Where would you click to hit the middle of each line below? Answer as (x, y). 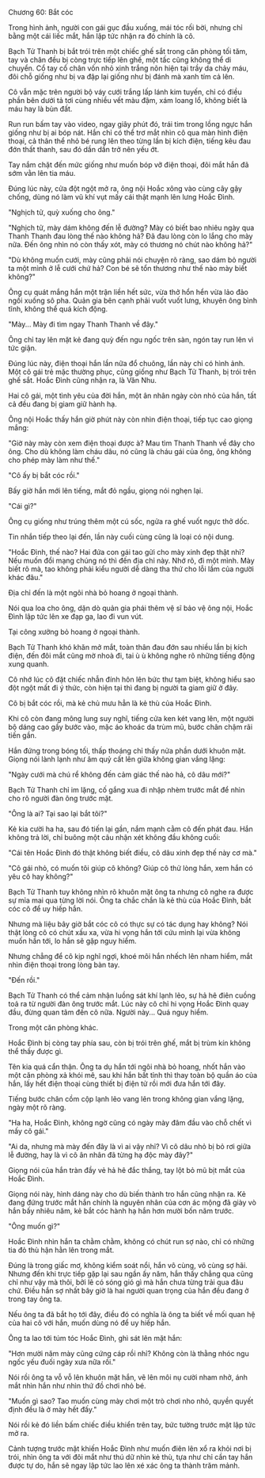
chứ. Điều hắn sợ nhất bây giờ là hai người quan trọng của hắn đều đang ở (129, 1291)
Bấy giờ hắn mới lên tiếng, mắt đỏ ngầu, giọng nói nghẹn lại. (106, 491)
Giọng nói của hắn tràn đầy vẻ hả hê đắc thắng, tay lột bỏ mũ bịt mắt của (127, 1170)
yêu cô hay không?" (41, 876)
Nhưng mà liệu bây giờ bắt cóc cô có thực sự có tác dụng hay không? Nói (128, 924)
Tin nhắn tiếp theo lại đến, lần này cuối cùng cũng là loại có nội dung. (121, 537)
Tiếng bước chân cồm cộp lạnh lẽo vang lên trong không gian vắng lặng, (126, 1099)
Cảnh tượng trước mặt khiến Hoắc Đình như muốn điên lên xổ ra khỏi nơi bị (130, 1449)
